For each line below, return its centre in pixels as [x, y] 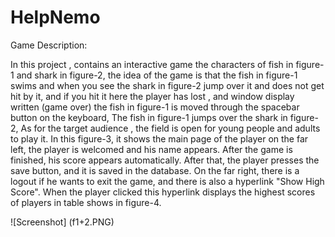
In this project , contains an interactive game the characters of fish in [152, 64]
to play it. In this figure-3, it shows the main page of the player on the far [159, 138]
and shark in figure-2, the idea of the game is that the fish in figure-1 [157, 75]
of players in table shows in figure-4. [86, 202]
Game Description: [49, 45]
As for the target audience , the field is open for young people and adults [170, 128]
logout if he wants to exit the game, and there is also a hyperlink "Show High [167, 181]
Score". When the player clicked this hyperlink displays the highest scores [163, 192]
